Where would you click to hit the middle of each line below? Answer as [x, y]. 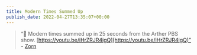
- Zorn [28, 46]
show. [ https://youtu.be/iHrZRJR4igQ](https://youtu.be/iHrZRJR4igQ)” [106, 40]
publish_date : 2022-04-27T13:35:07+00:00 [58, 17]
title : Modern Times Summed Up [45, 11]
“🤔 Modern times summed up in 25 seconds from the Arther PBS [99, 33]
